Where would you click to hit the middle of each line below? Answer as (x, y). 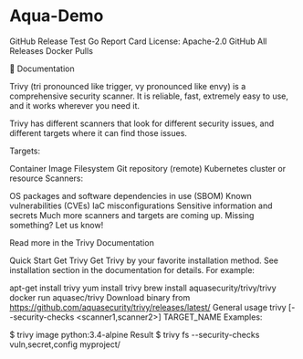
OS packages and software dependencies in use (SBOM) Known (131, 195)
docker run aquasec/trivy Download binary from (100, 297)
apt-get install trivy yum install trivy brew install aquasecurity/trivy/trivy (143, 288)
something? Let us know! (57, 225)
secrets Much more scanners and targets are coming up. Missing (132, 215)
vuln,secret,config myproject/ (65, 344)
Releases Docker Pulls (52, 50)
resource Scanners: (47, 178)
